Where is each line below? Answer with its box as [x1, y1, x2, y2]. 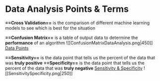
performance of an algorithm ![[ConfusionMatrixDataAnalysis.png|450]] [5, 40, 153, 45]
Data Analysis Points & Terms [5, 3, 129, 15]
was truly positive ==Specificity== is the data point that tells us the [5, 60, 145, 66]
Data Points [5, 45, 29, 51]
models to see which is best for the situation [5, 25, 96, 31]
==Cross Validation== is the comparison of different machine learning [5, 20, 150, 26]
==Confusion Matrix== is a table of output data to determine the [5, 35, 138, 40]
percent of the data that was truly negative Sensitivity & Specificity [5, 65, 143, 71]
